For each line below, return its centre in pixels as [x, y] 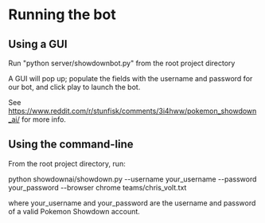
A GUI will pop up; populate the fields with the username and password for [131, 78]
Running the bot [62, 15]
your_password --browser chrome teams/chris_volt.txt [97, 187]
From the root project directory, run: [67, 163]
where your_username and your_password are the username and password [132, 203]
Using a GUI [38, 44]
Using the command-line [71, 145]
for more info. [43, 119]
